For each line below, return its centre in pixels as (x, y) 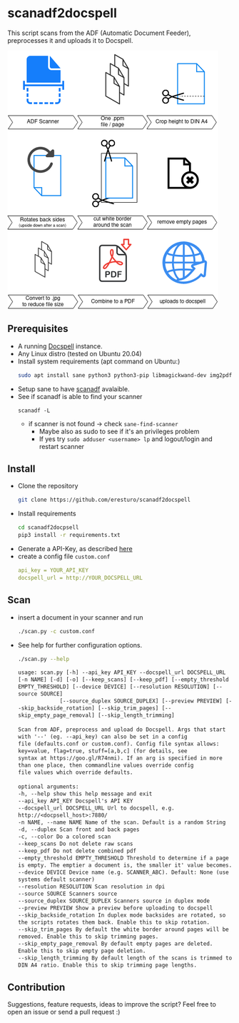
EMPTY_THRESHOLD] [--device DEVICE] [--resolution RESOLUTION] (114, 687)
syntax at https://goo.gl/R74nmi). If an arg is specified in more (120, 758)
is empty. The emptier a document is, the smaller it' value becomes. (125, 865)
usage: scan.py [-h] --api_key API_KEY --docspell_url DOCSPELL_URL (122, 672)
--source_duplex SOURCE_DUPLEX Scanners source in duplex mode (114, 901)
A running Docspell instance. (60, 346)
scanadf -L (34, 410)
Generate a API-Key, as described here (75, 549)
